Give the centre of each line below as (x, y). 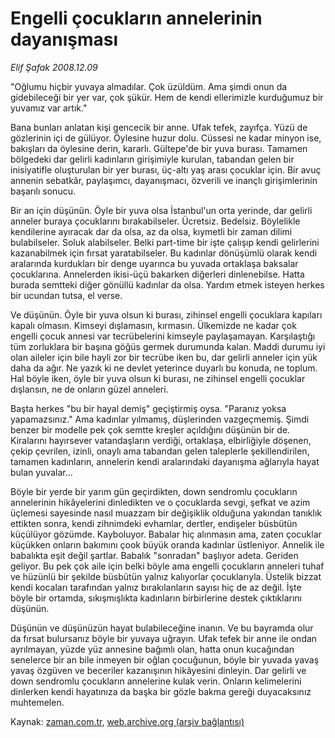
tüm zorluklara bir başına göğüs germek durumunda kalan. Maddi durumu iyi (168, 346)
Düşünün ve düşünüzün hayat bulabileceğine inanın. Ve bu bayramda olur (162, 628)
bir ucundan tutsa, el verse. (66, 295)
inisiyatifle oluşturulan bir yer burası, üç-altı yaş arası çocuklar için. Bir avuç (166, 169)
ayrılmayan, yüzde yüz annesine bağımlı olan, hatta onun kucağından (152, 649)
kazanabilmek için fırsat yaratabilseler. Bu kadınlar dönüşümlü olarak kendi (164, 253)
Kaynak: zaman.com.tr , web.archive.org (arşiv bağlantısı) (127, 721)
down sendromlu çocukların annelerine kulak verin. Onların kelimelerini (156, 681)
